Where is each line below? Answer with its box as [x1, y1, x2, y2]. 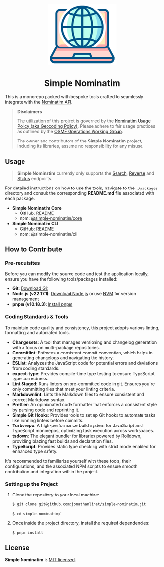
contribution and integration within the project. [5, 468, 99, 474]
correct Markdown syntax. [12, 396, 66, 402]
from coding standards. [12, 365, 60, 371]
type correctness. [12, 376, 48, 381]
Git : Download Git [12, 285, 48, 291]
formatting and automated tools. [5, 330, 70, 335]
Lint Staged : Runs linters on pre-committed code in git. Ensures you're [12, 381, 155, 387]
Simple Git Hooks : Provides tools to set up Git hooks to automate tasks [12, 412, 156, 418]
